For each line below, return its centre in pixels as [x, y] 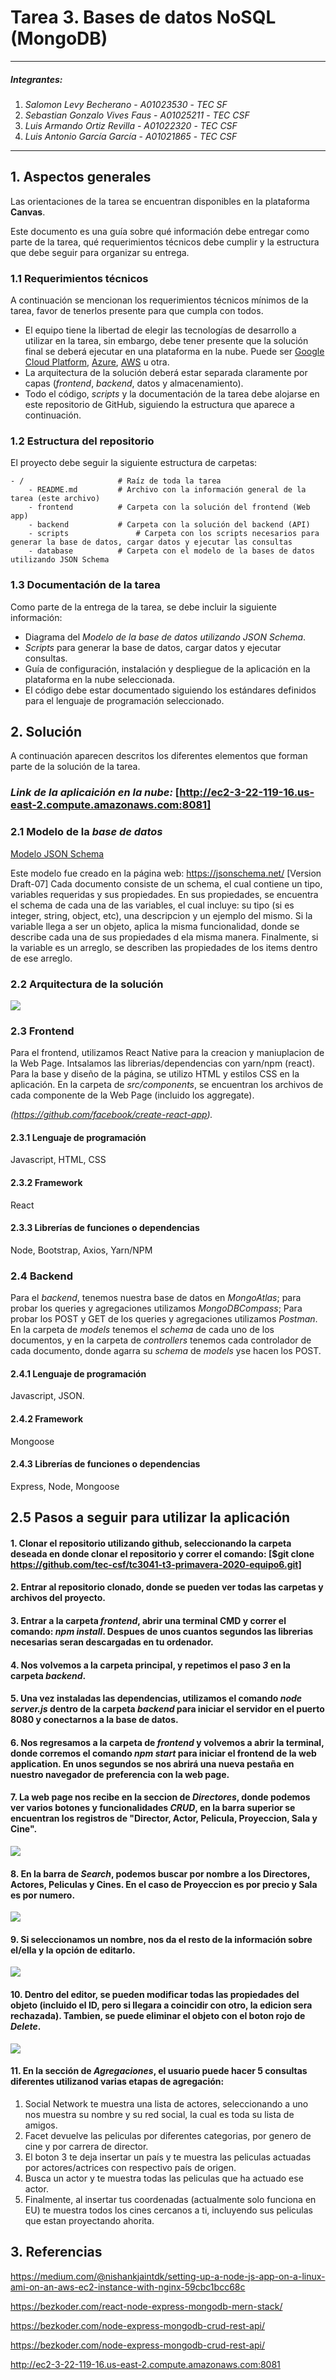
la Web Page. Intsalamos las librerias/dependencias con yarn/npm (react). [163, 1063]
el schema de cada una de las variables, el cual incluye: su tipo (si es [152, 905]
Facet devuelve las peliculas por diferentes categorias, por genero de [168, 2135]
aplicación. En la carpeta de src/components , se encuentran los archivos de [167, 1085]
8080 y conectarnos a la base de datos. [94, 1720]
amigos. [41, 2125]
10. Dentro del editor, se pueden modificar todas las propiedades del [155, 1994]
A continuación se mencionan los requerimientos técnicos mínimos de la [159, 300]
